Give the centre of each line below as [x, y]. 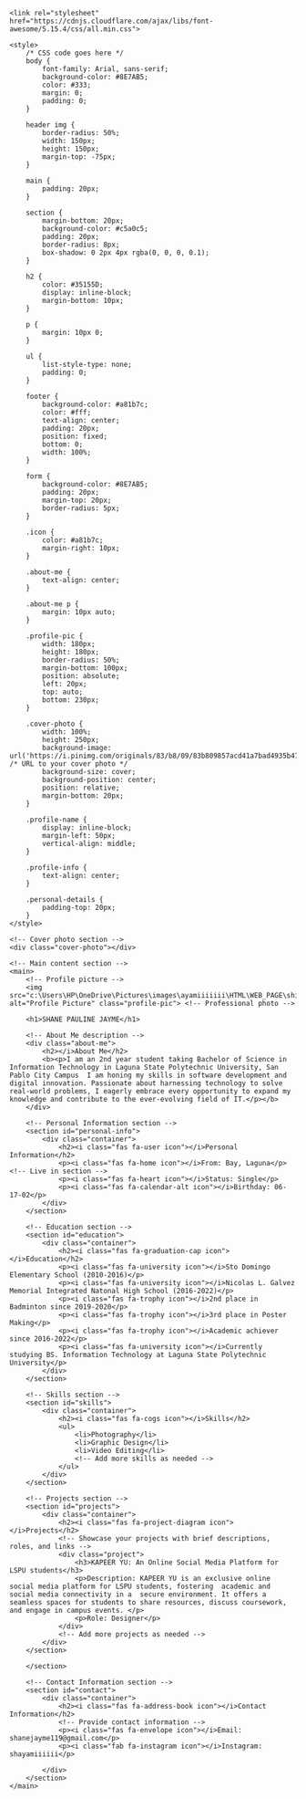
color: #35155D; [73, 285]
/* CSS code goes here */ [75, 53]
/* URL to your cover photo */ [69, 764]
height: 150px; [71, 149]
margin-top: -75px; [79, 157]
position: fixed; [75, 436]
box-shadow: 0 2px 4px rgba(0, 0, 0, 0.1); [126, 253]
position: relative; [81, 788]
